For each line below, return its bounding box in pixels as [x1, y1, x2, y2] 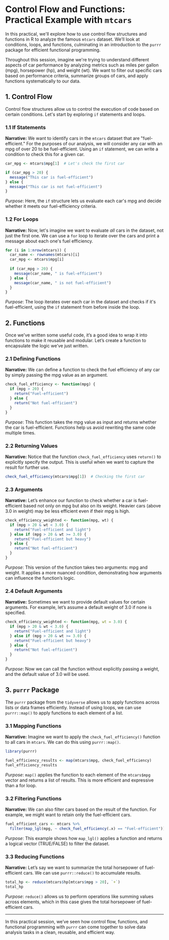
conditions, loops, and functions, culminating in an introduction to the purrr [5, 41, 161, 47]
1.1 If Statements [5, 124, 46, 131]
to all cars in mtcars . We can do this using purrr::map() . [5, 739, 121, 745]
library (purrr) [5, 749, 37, 754]
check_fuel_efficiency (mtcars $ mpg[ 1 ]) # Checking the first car [5, 474, 145, 479]
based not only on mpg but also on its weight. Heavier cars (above [23, 503, 161, 509]
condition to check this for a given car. [5, 151, 85, 157]
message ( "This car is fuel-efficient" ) [10, 175, 94, 180]
